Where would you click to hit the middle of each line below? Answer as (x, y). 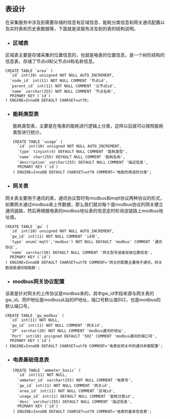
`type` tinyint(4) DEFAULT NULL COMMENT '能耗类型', (73, 152)
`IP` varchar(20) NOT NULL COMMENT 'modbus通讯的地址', (68, 331)
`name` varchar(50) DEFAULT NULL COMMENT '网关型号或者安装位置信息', (81, 252)
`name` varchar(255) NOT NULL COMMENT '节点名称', (63, 92)
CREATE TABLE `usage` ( (38, 142)
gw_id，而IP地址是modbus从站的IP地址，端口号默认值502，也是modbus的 (83, 300)
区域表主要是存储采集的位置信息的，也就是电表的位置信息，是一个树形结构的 (85, 55)
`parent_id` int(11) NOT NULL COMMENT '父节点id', (63, 86)
